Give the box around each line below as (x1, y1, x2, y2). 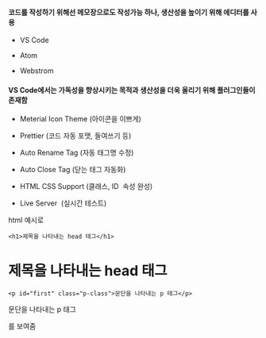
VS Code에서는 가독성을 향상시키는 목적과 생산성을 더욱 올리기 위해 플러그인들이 (8, 85, 256, 94)
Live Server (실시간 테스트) (19, 198, 107, 208)
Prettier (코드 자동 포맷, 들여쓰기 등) (19, 131, 132, 140)
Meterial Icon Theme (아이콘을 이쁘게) (19, 114, 141, 124)
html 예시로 (8, 215, 44, 225)
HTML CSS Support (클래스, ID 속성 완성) (19, 182, 153, 191)
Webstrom (19, 66, 54, 75)
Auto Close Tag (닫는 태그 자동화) (19, 165, 126, 175)
